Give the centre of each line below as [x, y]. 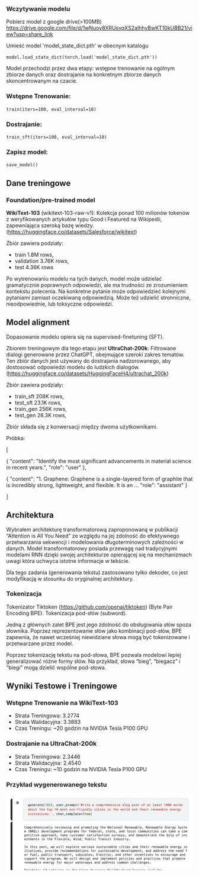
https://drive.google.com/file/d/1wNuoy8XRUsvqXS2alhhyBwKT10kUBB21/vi [99, 28]
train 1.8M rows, [34, 255]
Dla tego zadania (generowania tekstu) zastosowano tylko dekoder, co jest [97, 572]
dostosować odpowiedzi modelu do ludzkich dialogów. [73, 367]
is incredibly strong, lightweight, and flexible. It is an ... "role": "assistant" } [97, 485]
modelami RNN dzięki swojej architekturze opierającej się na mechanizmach [99, 555]
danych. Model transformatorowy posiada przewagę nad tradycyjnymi [92, 548]
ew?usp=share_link [30, 34]
